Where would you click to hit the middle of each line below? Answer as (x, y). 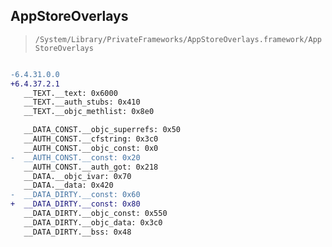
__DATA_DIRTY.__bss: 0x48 (77, 232)
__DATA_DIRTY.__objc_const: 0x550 (95, 214)
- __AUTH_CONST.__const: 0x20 (75, 157)
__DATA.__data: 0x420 (68, 185)
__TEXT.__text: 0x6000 (70, 93)
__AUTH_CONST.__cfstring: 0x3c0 (91, 139)
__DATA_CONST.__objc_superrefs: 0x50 (102, 130)
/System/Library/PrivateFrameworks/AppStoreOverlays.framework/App (178, 39)
